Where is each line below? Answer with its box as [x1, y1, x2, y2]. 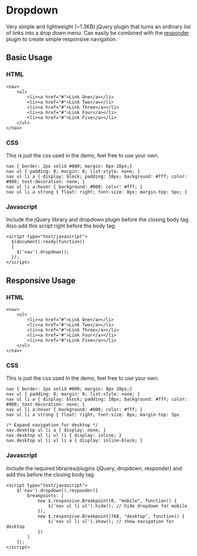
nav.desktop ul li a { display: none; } [6, 428, 107, 433]
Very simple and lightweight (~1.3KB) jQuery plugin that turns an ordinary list [6, 23, 191, 30]
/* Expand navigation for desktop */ [6, 422, 98, 428]
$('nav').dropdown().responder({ [16, 487, 98, 494]
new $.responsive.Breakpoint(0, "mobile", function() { [37, 498, 177, 504]
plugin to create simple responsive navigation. [6, 35, 117, 42]
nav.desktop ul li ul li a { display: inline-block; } [6, 438, 143, 444]
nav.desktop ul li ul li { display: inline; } [6, 432, 122, 439]
